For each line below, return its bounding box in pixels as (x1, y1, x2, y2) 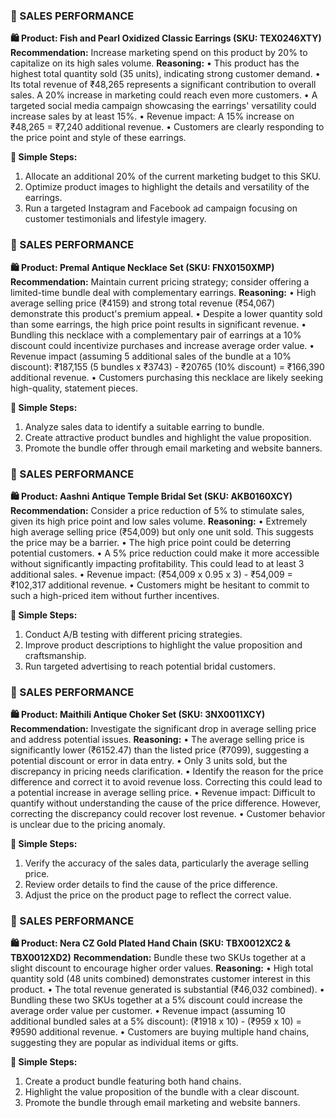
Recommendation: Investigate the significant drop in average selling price (10, 723, 317, 735)
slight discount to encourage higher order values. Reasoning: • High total (10, 962, 314, 974)
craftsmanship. (24, 649, 87, 661)
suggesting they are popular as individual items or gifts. (10, 1037, 239, 1049)
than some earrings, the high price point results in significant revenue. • (10, 318, 307, 330)
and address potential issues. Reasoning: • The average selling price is (10, 734, 305, 746)
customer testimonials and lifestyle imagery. (24, 213, 207, 225)
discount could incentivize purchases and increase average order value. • (10, 339, 315, 351)
